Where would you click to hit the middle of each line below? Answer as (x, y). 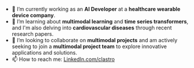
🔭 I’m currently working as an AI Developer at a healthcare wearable (96, 9)
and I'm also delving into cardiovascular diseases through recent (92, 28)
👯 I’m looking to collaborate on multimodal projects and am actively (94, 40)
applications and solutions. (44, 52)
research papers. (33, 34)
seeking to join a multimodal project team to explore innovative (89, 46)
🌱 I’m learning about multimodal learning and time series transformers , (100, 21)
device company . (33, 15)
